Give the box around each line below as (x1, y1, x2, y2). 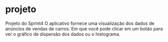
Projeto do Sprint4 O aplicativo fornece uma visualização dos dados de (5, 20, 155, 26)
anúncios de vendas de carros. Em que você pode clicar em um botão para (5, 25, 163, 31)
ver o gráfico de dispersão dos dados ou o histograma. (5, 31, 121, 37)
